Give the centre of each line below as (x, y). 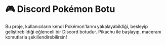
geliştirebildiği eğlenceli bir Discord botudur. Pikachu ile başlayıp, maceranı (83, 31)
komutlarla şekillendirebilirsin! (36, 37)
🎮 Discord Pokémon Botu (60, 9)
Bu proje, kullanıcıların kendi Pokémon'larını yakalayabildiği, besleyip (77, 26)
